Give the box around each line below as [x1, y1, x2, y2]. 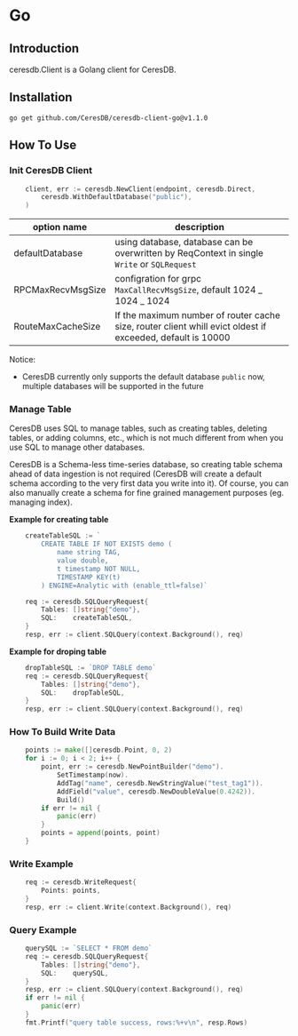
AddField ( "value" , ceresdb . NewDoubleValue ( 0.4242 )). [56, 787, 255, 796]
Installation [9, 90, 73, 105]
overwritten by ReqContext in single [114, 247, 264, 259]
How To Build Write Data [9, 726, 116, 738]
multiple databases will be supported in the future [21, 381, 204, 392]
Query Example [9, 923, 77, 936]
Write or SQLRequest [114, 259, 197, 271]
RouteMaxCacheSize [13, 321, 101, 333]
